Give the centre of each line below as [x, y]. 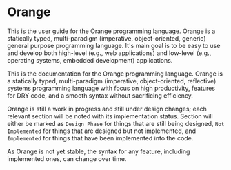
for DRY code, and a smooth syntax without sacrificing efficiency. [100, 95]
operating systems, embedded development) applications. [90, 60]
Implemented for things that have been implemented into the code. [100, 138]
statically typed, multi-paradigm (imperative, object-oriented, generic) [107, 38]
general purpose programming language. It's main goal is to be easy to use [114, 45]
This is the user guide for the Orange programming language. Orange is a [111, 31]
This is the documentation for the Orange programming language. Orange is [115, 74]
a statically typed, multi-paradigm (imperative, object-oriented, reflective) [112, 81]
